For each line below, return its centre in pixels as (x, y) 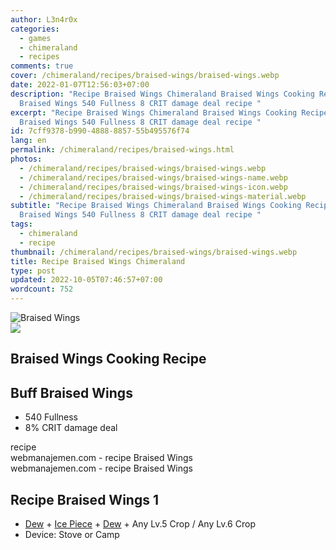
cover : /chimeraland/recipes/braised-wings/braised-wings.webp (145, 76)
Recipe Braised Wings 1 (84, 499)
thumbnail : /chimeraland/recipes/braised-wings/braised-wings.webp (154, 252)
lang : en (28, 141)
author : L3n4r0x (44, 19)
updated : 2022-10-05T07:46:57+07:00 (86, 280)
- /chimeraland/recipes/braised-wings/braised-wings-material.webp (163, 196)
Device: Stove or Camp (72, 535)
